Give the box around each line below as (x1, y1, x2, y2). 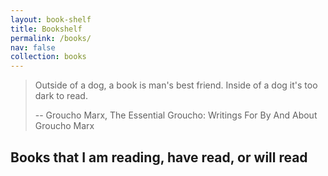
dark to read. (34, 90, 88, 102)
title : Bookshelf (10, 24, 83, 34)
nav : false (10, 42, 56, 53)
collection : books (10, 52, 87, 62)
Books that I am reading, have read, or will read (10, 149, 308, 166)
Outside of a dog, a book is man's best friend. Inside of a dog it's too (34, 79, 318, 91)
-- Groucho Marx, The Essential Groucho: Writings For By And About (34, 109, 318, 121)
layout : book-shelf (10, 14, 92, 25)
